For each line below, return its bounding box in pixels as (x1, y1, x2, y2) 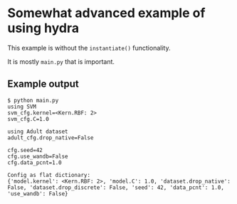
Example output (7, 78, 80, 90)
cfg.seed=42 (7, 146, 43, 154)
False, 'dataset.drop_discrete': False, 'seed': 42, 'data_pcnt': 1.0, (7, 183, 224, 191)
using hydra (7, 20, 80, 36)
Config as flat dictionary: (7, 171, 91, 178)
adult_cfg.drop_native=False (7, 134, 94, 141)
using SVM (7, 103, 37, 110)
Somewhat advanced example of (7, 5, 206, 21)
